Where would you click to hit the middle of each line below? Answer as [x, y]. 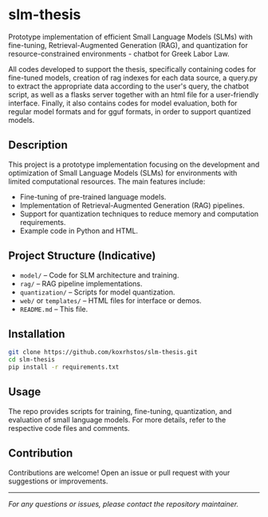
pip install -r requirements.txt [64, 367]
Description [38, 145]
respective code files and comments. [69, 428]
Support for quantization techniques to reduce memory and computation [139, 214]
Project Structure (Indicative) [82, 256]
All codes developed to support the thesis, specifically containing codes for [132, 69]
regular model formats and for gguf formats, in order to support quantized [130, 111]
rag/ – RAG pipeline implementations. [81, 283]
